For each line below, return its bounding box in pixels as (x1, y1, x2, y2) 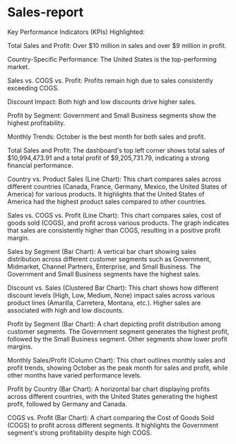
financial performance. (7, 160, 74, 170)
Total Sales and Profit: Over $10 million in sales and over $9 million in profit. (7, 41, 227, 49)
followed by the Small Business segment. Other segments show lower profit (7, 334, 228, 343)
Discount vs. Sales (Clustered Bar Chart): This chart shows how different (7, 284, 219, 292)
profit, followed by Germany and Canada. (7, 399, 127, 408)
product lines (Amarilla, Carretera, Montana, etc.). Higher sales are (7, 298, 201, 307)
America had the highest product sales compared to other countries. (7, 197, 207, 206)
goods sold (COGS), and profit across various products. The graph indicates (7, 218, 230, 227)
